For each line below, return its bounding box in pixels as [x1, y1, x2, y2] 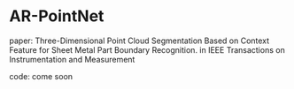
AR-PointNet [9, 6, 104, 26]
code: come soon [9, 70, 73, 81]
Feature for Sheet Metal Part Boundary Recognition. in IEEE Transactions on [9, 44, 285, 55]
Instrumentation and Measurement [9, 54, 135, 64]
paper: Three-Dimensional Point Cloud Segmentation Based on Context [9, 35, 270, 46]
